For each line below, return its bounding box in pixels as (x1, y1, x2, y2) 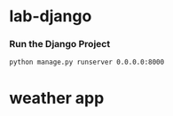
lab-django (9, 6, 92, 27)
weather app (9, 88, 105, 108)
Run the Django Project (9, 38, 111, 50)
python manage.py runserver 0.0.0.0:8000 (9, 58, 165, 67)
